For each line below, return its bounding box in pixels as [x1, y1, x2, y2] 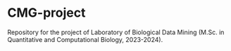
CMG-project [7, 5, 86, 21]
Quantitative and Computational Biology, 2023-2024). [7, 35, 163, 43]
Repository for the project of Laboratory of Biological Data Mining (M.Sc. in [7, 28, 225, 36]
